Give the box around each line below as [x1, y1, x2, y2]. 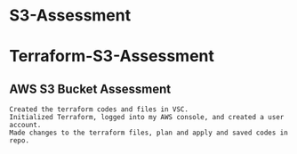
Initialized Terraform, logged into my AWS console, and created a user [9, 113, 285, 122]
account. [9, 121, 42, 130]
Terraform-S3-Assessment [9, 46, 215, 67]
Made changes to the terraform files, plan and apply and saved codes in [9, 128, 289, 138]
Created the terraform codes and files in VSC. [9, 105, 189, 114]
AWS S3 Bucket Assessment [9, 81, 172, 96]
